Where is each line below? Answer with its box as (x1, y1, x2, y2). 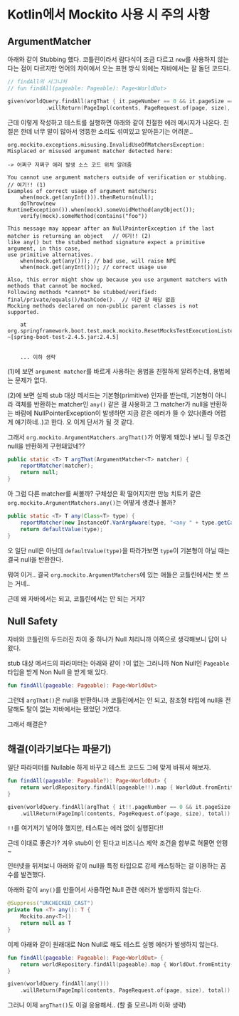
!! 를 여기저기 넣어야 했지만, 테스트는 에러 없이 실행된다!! (7, 824, 164, 832)
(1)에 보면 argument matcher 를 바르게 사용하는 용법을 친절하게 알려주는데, (7, 367, 212, 375)
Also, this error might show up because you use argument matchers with (7, 276, 228, 283)
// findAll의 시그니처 (7, 78, 68, 85)
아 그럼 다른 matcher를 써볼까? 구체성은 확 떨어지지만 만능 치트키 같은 (7, 489, 201, 498)
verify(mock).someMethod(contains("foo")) (20, 212, 148, 219)
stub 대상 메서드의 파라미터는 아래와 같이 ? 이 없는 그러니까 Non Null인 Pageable (7, 659, 230, 668)
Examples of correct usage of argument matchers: (7, 187, 158, 194)
